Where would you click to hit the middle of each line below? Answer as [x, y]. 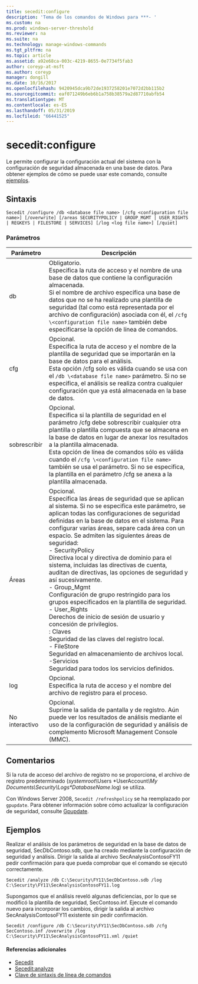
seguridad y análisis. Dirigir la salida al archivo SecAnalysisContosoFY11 [93, 856]
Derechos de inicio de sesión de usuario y [107, 617]
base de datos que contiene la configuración [111, 278]
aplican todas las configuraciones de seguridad [115, 514]
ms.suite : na [22, 39]
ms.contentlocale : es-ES [37, 105]
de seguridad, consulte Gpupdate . [48, 811]
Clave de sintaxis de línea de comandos [63, 975]
